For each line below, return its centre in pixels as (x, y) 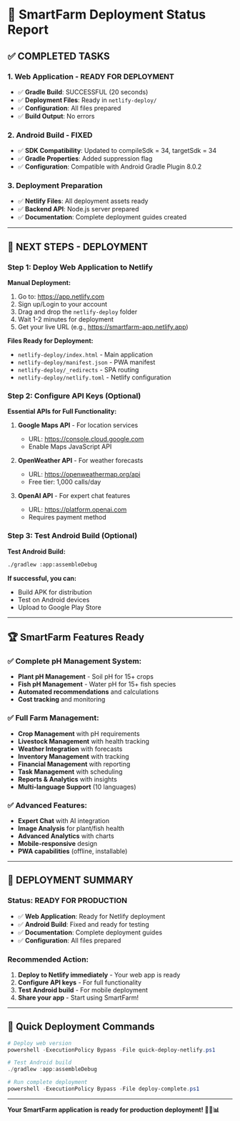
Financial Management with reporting (74, 764)
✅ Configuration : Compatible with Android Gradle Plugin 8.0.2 (110, 166)
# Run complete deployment (47, 1082)
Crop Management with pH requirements (79, 733)
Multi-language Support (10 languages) (77, 787)
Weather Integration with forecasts (70, 749)
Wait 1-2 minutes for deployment (66, 319)
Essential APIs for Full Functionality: (62, 412)
